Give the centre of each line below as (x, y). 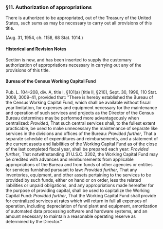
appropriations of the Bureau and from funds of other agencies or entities (79, 164)
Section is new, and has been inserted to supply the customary (69, 59)
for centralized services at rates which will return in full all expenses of (76, 201)
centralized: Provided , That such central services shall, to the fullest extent (81, 123)
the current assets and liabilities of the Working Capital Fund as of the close (81, 144)
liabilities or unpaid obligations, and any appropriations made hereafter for (80, 185)
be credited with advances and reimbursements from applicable (70, 159)
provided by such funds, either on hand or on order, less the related (73, 180)
